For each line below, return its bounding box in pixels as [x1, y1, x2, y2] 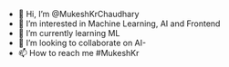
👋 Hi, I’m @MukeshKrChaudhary [17, 9, 140, 19]
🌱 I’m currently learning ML [17, 28, 120, 38]
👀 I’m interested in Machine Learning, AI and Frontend [17, 18, 221, 29]
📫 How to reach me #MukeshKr [17, 48, 140, 58]
